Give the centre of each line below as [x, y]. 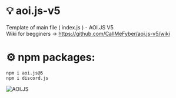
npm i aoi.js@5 [25, 73]
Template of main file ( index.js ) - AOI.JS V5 [60, 27]
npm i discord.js [27, 78]
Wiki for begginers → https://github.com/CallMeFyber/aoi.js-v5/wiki [88, 33]
